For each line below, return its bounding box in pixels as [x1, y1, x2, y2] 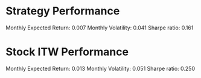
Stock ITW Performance [5, 45, 129, 59]
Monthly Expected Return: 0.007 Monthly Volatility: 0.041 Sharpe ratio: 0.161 [5, 24, 194, 31]
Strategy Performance [5, 4, 120, 18]
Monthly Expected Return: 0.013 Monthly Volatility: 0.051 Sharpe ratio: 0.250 [5, 65, 196, 72]
